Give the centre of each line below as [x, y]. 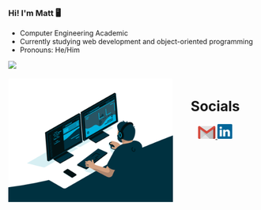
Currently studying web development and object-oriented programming [136, 42]
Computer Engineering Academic [74, 33]
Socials [216, 107]
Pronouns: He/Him [50, 50]
